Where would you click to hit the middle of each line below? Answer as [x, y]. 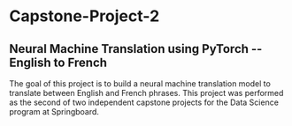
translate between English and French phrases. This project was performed [146, 93]
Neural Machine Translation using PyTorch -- [136, 49]
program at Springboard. [54, 111]
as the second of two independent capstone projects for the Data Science [144, 102]
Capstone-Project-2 [85, 16]
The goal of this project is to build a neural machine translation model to [140, 84]
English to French [58, 62]
